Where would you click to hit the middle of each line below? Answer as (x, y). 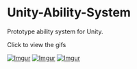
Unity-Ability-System (69, 13)
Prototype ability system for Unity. (55, 31)
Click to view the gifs (37, 44)
